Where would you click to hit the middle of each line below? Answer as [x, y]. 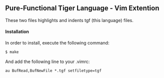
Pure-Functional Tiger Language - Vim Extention [82, 8]
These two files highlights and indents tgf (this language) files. [69, 20]
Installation [17, 31]
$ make [12, 52]
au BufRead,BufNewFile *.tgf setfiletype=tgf [53, 70]
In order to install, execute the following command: [57, 43]
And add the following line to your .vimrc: [47, 61]
